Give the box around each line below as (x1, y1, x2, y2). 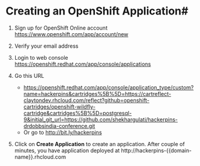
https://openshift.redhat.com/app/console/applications (14, 60, 152, 68)
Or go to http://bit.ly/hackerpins (23, 129, 102, 136)
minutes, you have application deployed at (14, 147, 120, 154)
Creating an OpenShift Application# (5, 4, 189, 18)
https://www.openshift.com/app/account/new (14, 30, 129, 37)
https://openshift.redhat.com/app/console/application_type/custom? (23, 83, 194, 91)
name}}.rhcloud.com (14, 153, 66, 161)
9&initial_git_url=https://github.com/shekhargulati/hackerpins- (23, 116, 178, 123)
